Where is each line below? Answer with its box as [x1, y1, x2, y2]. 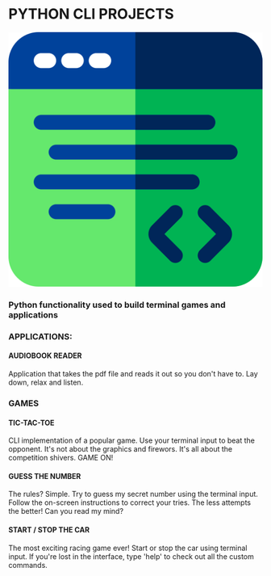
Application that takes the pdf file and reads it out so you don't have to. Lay [8, 368, 258, 378]
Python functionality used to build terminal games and [8, 299, 226, 310]
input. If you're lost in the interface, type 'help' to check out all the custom [8, 551, 254, 561]
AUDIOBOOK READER [8, 351, 82, 360]
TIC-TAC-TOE [8, 418, 55, 427]
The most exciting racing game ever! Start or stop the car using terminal [8, 543, 248, 553]
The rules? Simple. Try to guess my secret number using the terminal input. [8, 490, 258, 499]
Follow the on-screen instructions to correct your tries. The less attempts [8, 498, 252, 507]
